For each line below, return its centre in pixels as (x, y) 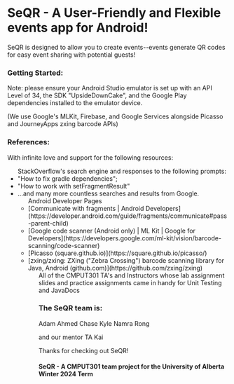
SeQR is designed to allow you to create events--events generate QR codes (116, 47)
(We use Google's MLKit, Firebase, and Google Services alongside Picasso (115, 116)
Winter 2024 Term (66, 374)
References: (29, 142)
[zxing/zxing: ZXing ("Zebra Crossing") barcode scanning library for (126, 260)
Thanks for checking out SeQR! (83, 350)
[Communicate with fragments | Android (86, 208)
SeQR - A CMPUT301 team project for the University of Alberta (131, 366)
